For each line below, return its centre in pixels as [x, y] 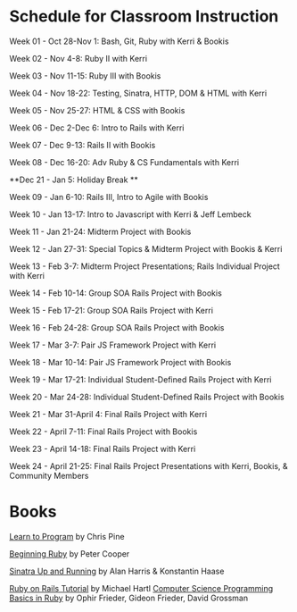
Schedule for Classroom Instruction [144, 17]
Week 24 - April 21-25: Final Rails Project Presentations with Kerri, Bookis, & [148, 465]
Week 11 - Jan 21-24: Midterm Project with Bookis [100, 231]
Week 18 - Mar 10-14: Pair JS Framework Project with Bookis [120, 362]
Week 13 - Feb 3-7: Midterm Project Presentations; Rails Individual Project [145, 266]
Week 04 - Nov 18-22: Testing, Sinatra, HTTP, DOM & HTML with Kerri [138, 93]
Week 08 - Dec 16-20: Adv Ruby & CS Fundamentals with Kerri [124, 162]
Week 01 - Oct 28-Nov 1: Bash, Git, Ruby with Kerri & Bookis [119, 41]
